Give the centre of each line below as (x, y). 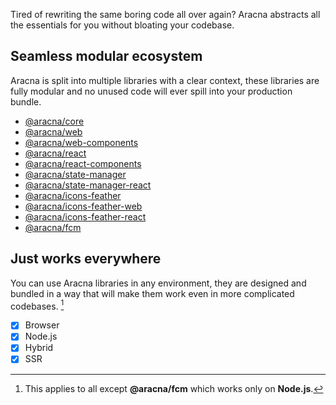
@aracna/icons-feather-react (85, 216)
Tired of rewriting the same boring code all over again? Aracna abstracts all (165, 14)
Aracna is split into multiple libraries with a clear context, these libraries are (165, 80)
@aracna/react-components (83, 163)
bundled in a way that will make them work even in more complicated (152, 293)
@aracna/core (54, 121)
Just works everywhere (86, 259)
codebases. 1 (37, 305)
